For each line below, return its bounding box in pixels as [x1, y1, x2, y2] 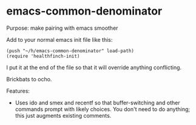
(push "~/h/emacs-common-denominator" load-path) [6, 47, 135, 54]
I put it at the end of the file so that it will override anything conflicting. [6, 64, 182, 71]
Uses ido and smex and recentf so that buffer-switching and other [15, 99, 180, 106]
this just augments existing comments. [15, 112, 112, 119]
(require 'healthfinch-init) [6, 53, 80, 59]
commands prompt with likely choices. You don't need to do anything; [15, 105, 191, 113]
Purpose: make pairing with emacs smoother [6, 24, 118, 32]
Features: [6, 87, 30, 95]
